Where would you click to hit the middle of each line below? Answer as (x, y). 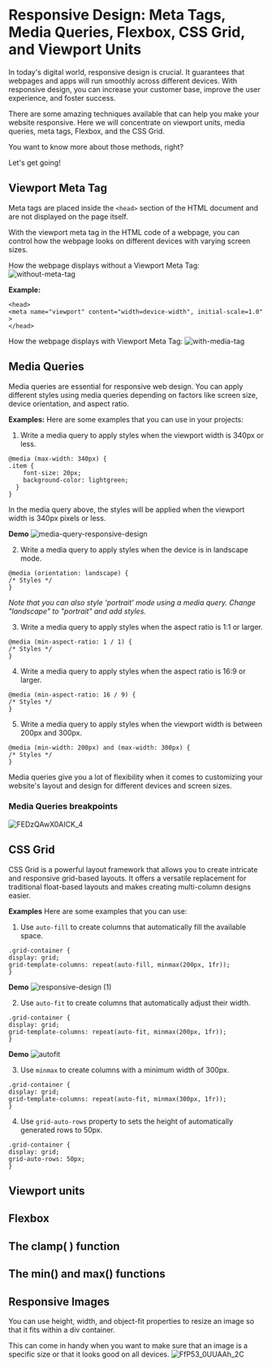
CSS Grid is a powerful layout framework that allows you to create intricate (133, 869)
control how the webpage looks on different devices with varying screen (130, 241)
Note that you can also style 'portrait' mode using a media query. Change (132, 602)
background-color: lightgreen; (76, 480)
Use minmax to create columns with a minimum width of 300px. (125, 1070)
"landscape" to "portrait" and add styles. (77, 611)
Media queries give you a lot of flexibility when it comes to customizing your (136, 777)
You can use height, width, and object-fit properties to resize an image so (131, 1321)
